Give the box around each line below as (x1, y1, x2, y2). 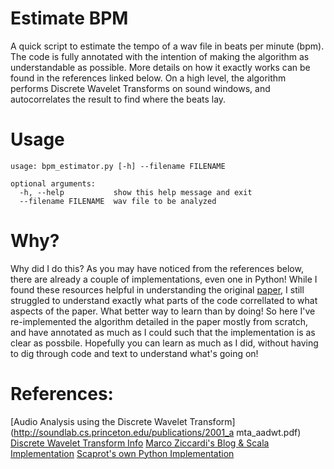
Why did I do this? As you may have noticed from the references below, (10, 262, 304, 274)
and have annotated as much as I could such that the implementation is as (10, 326, 316, 338)
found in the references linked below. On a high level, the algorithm (10, 72, 287, 84)
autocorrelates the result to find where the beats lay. (10, 93, 227, 105)
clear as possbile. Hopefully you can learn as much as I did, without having (10, 337, 319, 349)
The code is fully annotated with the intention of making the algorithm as (10, 50, 310, 62)
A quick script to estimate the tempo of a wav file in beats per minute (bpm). (10, 40, 325, 52)
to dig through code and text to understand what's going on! (10, 347, 259, 359)
